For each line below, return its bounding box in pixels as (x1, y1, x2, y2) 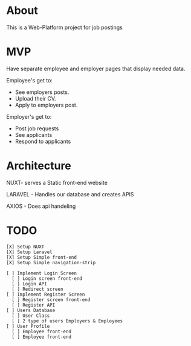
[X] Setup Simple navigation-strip (6, 259, 96, 265)
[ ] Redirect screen (11, 286, 63, 292)
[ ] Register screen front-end (11, 296, 91, 303)
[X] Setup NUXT (6, 244, 45, 250)
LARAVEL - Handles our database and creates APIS (6, 190, 134, 198)
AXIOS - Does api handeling (6, 202, 76, 210)
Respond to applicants (15, 138, 71, 145)
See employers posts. (15, 88, 70, 96)
